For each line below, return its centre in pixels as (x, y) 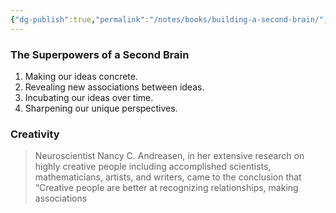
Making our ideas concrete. (81, 76)
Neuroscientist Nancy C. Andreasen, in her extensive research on (169, 156)
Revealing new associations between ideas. (114, 87)
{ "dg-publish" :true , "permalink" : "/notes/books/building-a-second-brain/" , (169, 19)
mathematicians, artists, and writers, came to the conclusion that (168, 177)
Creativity (35, 134)
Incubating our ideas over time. (89, 97)
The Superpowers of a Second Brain (100, 54)
